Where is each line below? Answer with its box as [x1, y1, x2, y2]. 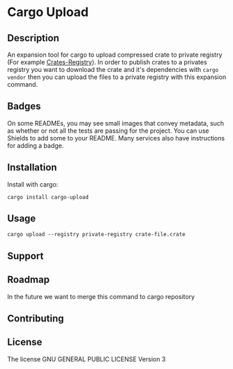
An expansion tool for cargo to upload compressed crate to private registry [7, 50, 223, 59]
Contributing [7, 312, 64, 325]
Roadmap [7, 274, 50, 286]
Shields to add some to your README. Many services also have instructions [7, 133, 225, 142]
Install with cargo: [7, 180, 59, 189]
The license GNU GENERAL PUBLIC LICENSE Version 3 [7, 354, 166, 363]
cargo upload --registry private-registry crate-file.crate [7, 231, 186, 238]
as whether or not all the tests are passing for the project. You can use [7, 126, 209, 135]
